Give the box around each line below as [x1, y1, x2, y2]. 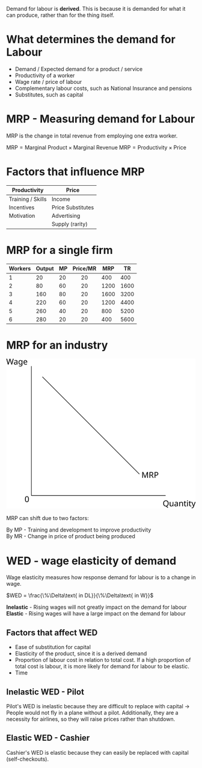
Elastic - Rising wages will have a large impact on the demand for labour [6, 610, 186, 617]
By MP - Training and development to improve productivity [6, 526, 151, 533]
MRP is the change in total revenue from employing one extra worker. [6, 132, 178, 139]
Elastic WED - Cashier [6, 733, 90, 743]
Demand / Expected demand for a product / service [14, 65, 143, 72]
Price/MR [72, 265, 97, 272]
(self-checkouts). [6, 755, 49, 763]
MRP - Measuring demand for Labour [6, 112, 195, 126]
